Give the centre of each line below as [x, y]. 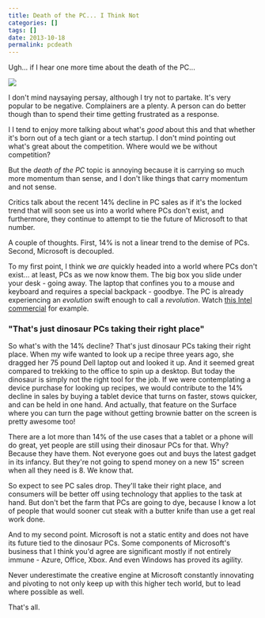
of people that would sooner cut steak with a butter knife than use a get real [132, 511]
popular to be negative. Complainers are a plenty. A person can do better [127, 106]
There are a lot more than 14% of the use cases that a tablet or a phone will [131, 437]
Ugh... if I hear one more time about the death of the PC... [102, 67]
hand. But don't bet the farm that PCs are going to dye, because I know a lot [132, 503]
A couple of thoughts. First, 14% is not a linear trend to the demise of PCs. [129, 243]
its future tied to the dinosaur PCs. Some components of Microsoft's [119, 543]
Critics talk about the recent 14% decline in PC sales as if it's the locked [125, 202]
